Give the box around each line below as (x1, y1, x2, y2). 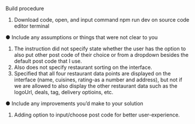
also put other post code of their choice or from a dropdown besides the (13, 51, 189, 58)
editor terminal (13, 23, 50, 29)
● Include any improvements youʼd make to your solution (5, 100, 144, 107)
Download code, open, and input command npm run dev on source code (13, 16, 190, 23)
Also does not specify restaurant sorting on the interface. (13, 64, 153, 71)
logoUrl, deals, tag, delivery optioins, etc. (13, 89, 114, 95)
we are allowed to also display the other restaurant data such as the (13, 82, 178, 89)
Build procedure (5, 5, 45, 12)
